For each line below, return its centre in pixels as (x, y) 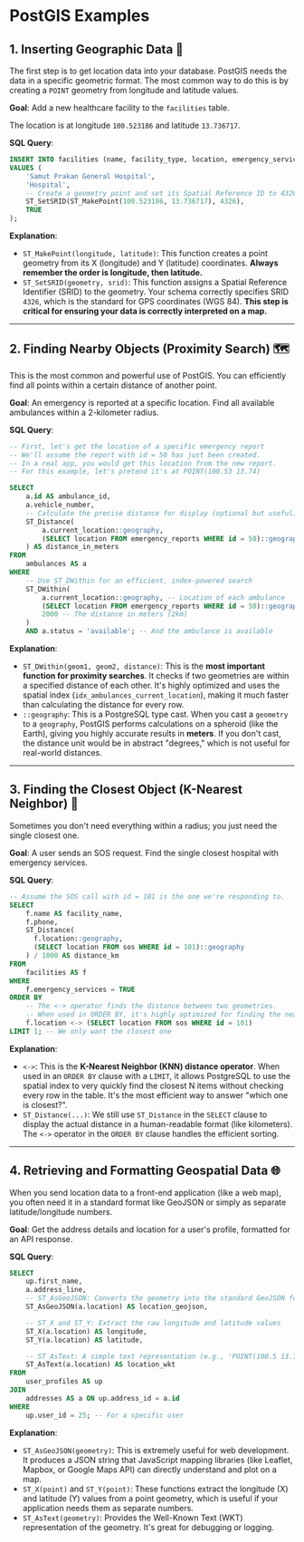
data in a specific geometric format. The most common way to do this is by (149, 81)
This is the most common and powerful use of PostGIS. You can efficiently (148, 375)
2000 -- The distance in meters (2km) (115, 614)
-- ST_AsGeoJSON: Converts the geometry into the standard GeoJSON (155, 1298)
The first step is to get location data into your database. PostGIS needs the (148, 71)
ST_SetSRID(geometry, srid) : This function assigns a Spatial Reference (155, 282)
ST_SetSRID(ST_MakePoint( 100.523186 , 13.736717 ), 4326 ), (135, 202)
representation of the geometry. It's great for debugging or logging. (148, 1527)
